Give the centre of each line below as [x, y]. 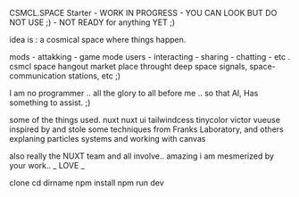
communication [38, 76]
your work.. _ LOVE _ [47, 165]
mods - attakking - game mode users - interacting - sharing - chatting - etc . [150, 57]
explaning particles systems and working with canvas [108, 139]
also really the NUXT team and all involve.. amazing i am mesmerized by [142, 156]
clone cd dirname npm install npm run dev [87, 183]
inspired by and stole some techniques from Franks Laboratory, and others [146, 129]
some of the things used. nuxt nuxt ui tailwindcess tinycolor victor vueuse [145, 120]
